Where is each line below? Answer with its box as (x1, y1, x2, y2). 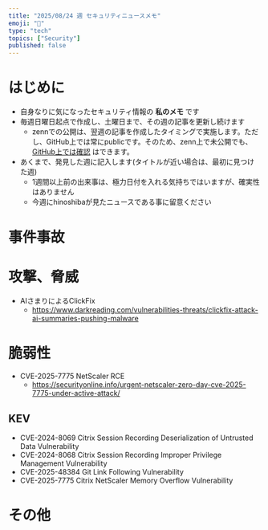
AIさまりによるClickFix (19, 296, 95, 306)
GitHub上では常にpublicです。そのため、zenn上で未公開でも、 (46, 137, 253, 147)
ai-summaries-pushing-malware (31, 314, 139, 324)
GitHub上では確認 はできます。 (31, 147, 134, 157)
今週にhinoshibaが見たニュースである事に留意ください (31, 198, 212, 207)
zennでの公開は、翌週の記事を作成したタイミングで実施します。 (31, 127, 245, 137)
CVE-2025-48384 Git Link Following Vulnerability (19, 467, 185, 476)
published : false (8, 42, 67, 50)
